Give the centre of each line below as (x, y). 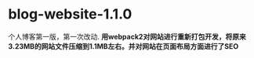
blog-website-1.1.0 (70, 14)
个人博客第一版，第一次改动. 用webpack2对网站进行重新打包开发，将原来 (127, 36)
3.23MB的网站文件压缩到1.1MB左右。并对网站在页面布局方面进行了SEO (123, 46)
